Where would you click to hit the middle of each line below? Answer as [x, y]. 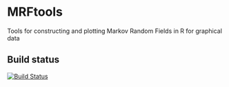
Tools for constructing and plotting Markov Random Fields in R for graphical [115, 31]
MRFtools [35, 12]
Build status [33, 60]
